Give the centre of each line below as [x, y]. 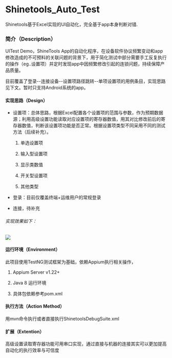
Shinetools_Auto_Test [52, 10]
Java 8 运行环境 [29, 282]
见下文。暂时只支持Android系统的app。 [47, 88]
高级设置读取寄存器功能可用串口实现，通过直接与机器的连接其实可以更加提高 [86, 344]
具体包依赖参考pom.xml [38, 293]
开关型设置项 [34, 176]
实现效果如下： [21, 221]
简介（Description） [31, 39]
